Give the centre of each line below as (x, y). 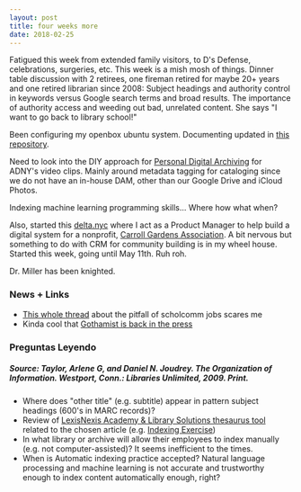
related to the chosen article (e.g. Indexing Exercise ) (119, 429)
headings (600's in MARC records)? (89, 410)
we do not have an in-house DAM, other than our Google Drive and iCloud (146, 181)
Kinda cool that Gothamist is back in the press (107, 324)
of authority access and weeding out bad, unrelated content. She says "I (143, 108)
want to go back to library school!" (73, 117)
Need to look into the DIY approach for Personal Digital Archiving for (136, 162)
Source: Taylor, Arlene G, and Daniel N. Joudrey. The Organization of (141, 369)
